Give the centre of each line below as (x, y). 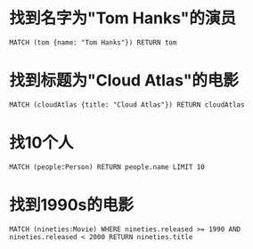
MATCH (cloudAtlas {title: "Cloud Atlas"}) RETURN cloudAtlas (127, 104)
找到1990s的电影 (72, 205)
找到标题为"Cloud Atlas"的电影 (124, 80)
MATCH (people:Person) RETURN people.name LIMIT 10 (107, 167)
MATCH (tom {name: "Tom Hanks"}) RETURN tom (93, 42)
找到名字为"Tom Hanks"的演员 (123, 18)
